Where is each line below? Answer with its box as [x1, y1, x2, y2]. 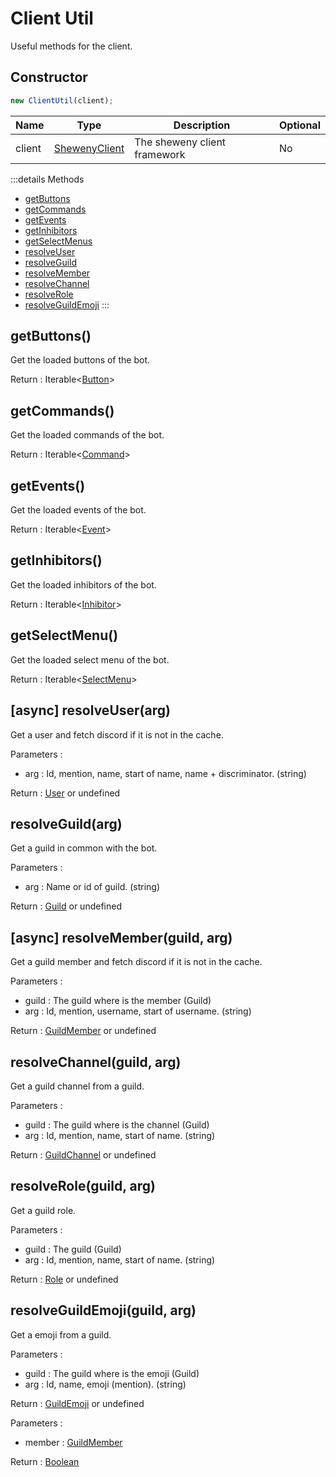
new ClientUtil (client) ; [10, 95, 114, 106]
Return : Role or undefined [10, 1273, 119, 1285]
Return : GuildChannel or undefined [10, 1148, 157, 1161]
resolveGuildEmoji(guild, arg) [10, 1302, 197, 1319]
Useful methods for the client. [10, 40, 133, 52]
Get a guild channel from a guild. [10, 1080, 145, 1092]
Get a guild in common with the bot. [10, 842, 158, 854]
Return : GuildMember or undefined [10, 1025, 157, 1037]
